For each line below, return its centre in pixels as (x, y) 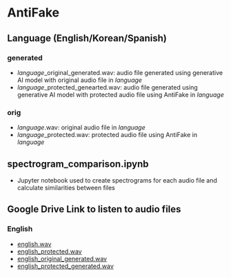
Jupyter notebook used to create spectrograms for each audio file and (117, 180)
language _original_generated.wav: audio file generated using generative (120, 72)
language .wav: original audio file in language (81, 127)
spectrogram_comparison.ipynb (78, 164)
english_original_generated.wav (62, 258)
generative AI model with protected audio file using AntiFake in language (120, 94)
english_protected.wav (49, 251)
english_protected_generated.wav (65, 266)
